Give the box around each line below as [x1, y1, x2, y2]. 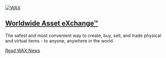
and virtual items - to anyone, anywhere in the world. [5, 37, 114, 43]
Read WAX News [5, 47, 40, 53]
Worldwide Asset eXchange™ [5, 19, 98, 27]
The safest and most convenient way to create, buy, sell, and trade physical [5, 32, 161, 38]
